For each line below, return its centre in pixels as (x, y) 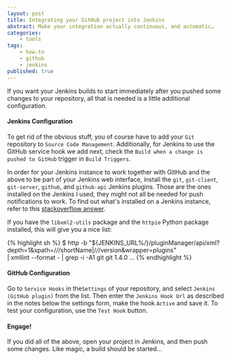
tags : (15, 46)
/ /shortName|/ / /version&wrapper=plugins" (117, 250)
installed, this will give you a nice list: (60, 229)
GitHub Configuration (39, 273)
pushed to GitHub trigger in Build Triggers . (69, 159)
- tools (30, 39)
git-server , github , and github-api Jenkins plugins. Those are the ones (109, 186)
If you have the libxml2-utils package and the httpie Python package (108, 222)
